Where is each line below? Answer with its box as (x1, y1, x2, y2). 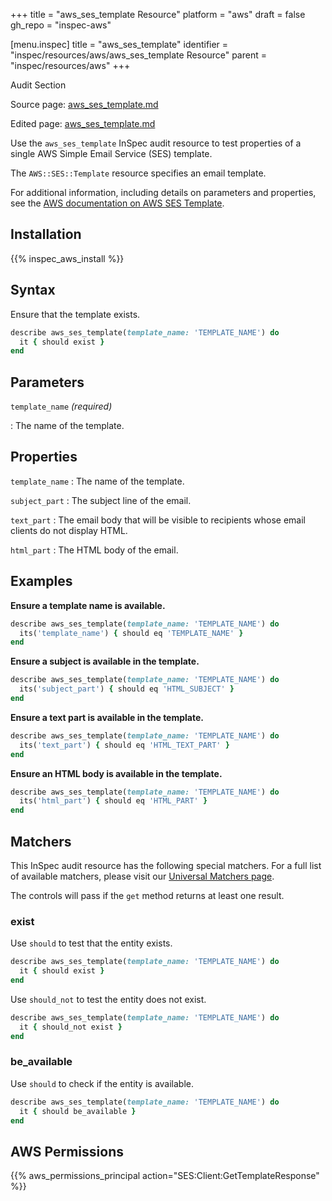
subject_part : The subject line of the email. (10, 494, 192, 506)
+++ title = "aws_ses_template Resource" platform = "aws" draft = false (10, 9, 306, 20)
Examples (10, 573, 73, 590)
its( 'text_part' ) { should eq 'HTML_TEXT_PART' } (19, 740, 230, 750)
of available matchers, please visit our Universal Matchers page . (10, 870, 275, 882)
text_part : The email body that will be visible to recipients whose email (10, 514, 306, 526)
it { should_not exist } (19, 1022, 123, 1032)
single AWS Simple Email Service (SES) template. (10, 148, 213, 159)
